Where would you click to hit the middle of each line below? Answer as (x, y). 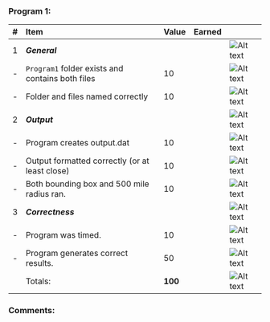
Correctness (50, 212)
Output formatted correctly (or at (88, 161)
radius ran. (46, 194)
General (41, 51)
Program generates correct (77, 253)
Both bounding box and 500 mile (88, 184)
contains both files (60, 79)
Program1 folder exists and (74, 68)
